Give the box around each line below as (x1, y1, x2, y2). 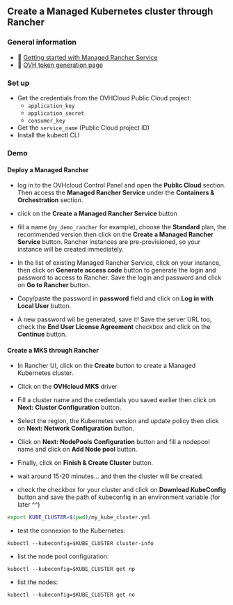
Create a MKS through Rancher (7, 346, 99, 354)
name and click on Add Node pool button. (17, 445, 138, 454)
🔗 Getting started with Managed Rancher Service (17, 53, 158, 61)
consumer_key (27, 117, 66, 124)
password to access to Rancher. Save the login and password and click (17, 273, 221, 282)
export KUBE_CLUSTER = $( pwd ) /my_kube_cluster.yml (7, 514, 151, 521)
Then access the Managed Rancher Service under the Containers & (17, 188, 215, 197)
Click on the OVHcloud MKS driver (17, 383, 118, 391)
